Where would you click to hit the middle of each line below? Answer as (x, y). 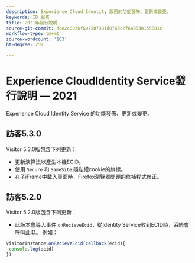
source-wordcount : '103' (37, 39)
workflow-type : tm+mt (33, 34)
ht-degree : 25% (25, 45)
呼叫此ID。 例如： (36, 232)
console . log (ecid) (31, 249)
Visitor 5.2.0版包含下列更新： (41, 212)
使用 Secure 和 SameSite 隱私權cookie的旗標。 (70, 169)
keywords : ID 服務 (28, 17)
